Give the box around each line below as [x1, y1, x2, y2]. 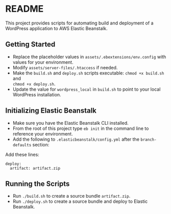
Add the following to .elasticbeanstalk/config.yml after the [12, 136, 139, 142]
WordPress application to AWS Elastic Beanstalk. [5, 25, 108, 31]
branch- [140, 137, 157, 142]
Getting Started [5, 40, 56, 49]
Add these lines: [5, 151, 39, 157]
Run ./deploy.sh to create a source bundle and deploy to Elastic [12, 198, 148, 204]
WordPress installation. [12, 91, 61, 97]
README [5, 3, 44, 15]
